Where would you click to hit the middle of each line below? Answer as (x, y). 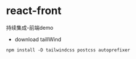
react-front (34, 11)
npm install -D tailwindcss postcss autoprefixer (68, 50)
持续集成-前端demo (30, 27)
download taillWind (38, 39)
